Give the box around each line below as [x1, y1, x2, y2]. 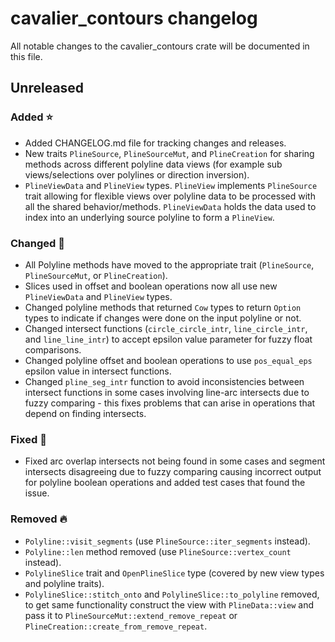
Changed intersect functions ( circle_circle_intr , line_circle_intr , [24, 322, 308, 334]
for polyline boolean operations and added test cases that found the [24, 477, 306, 489]
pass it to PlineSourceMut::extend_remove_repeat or [24, 609, 238, 621]
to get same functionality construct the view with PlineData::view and [24, 598, 315, 611]
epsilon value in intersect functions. [24, 365, 172, 377]
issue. [24, 487, 50, 499]
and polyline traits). [24, 577, 105, 589]
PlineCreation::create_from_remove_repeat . [24, 620, 208, 632]
